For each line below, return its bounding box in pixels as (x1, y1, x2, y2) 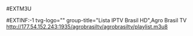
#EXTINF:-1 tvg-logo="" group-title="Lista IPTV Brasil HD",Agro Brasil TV (6, 17, 187, 23)
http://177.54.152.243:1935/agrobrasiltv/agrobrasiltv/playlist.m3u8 (6, 23, 168, 30)
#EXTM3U (6, 5, 32, 12)
